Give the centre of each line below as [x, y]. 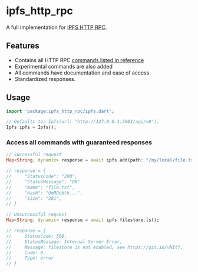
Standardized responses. [45, 79]
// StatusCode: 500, [37, 236]
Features [23, 46]
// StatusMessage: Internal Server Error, [64, 242]
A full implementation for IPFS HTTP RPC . [57, 27]
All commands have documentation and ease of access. [83, 73]
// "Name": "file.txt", [41, 187]
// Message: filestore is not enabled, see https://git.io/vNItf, [95, 247]
